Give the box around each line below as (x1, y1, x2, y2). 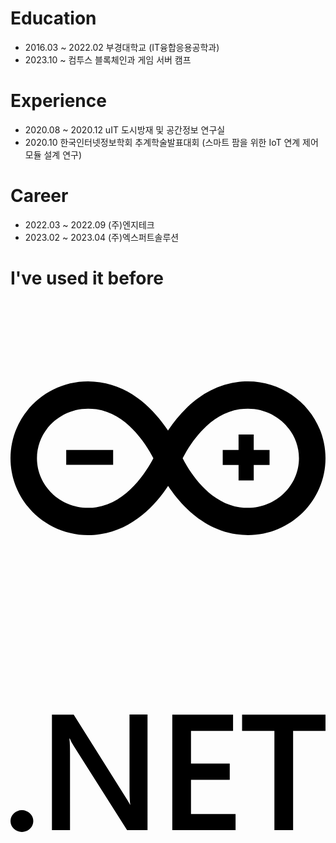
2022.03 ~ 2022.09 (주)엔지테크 (24, 218, 155, 231)
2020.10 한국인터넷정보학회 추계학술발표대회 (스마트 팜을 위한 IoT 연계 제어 (24, 136, 319, 148)
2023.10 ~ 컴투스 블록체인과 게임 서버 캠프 (24, 53, 192, 66)
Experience (10, 90, 107, 112)
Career (10, 185, 69, 207)
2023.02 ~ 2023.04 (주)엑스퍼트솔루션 (24, 231, 180, 243)
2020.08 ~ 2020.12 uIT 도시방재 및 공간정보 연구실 (24, 123, 226, 136)
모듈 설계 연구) (24, 148, 83, 161)
